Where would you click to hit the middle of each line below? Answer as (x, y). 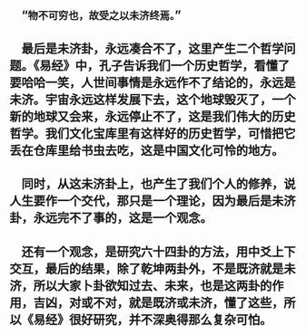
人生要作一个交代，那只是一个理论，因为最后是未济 (153, 201)
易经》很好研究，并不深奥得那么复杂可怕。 (153, 319)
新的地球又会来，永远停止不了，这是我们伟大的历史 (153, 116)
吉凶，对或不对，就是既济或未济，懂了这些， (158, 302)
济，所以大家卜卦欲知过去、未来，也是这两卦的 (141, 286)
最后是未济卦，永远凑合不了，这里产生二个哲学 (153, 48)
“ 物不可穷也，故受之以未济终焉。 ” (101, 16)
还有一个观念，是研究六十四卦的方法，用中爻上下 (158, 251)
